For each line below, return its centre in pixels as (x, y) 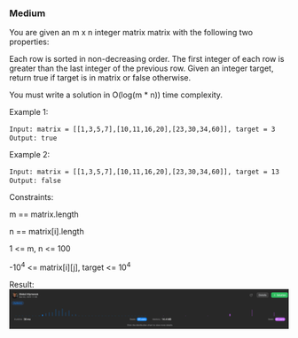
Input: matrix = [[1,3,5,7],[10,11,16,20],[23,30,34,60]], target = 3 (142, 130)
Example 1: (29, 112)
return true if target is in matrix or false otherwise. (100, 78)
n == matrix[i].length (47, 232)
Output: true (33, 138)
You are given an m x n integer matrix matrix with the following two (131, 33)
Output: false (35, 181)
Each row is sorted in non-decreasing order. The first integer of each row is (147, 59)
